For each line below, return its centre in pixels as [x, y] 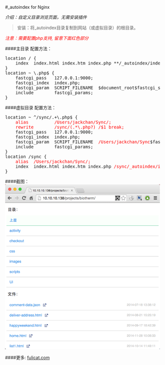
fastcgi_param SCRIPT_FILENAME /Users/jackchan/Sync [83, 142]
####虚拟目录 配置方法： [31, 107]
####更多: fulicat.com [27, 357]
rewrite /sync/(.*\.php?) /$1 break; [70, 127]
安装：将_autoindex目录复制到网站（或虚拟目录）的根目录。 [78, 28]
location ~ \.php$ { [30, 73]
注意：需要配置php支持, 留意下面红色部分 [47, 38]
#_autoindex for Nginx [27, 7]
